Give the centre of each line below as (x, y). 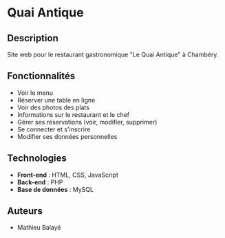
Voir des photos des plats (53, 107)
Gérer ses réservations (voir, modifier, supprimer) (87, 122)
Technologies (37, 159)
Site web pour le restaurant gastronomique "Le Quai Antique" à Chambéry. (113, 54)
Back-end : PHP (40, 182)
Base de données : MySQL (55, 189)
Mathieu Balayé (39, 228)
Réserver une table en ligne (56, 100)
